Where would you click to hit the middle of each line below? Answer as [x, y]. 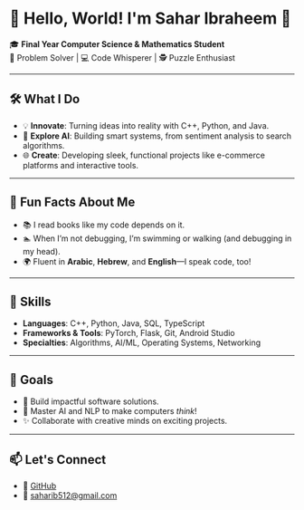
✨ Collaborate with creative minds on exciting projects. [125, 421]
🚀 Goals [32, 380]
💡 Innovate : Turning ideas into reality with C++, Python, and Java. [146, 125]
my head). [41, 251]
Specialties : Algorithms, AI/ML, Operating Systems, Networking [141, 342]
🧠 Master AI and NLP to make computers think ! [109, 411]
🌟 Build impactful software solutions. [91, 401]
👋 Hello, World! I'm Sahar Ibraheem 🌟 [151, 19]
